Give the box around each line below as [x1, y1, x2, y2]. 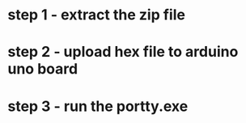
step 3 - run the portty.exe [7, 97, 189, 115]
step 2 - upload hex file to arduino [7, 43, 239, 61]
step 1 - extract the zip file [7, 6, 185, 24]
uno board [7, 60, 78, 78]
